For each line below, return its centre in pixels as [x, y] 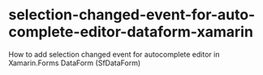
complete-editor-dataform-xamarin [131, 32]
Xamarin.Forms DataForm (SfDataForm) [75, 63]
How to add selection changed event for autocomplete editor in [114, 54]
